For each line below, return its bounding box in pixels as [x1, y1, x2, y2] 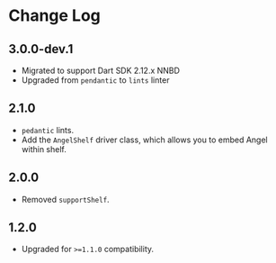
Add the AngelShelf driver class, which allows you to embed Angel [21, 134, 268, 145]
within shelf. [21, 143, 67, 154]
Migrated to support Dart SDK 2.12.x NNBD [21, 65, 181, 76]
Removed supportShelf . [21, 194, 110, 204]
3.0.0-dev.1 [8, 41, 74, 57]
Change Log [8, 5, 101, 26]
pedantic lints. [21, 124, 74, 135]
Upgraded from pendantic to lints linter [21, 75, 170, 86]
